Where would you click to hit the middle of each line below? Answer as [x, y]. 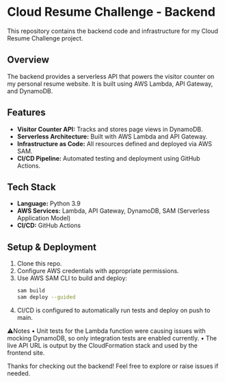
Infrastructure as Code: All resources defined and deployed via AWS [114, 143]
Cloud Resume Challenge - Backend [111, 12]
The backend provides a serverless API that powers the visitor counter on [111, 76]
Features [26, 113]
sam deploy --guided [46, 297]
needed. [19, 373]
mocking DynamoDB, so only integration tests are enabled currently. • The [112, 338]
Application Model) [44, 218]
